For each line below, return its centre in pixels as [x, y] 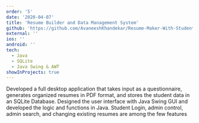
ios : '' [16, 39]
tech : [13, 50]
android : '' [21, 45]
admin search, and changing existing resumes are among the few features [97, 114]
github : [16, 28]
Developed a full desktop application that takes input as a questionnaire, [94, 89]
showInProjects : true [33, 72]
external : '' [22, 34]
